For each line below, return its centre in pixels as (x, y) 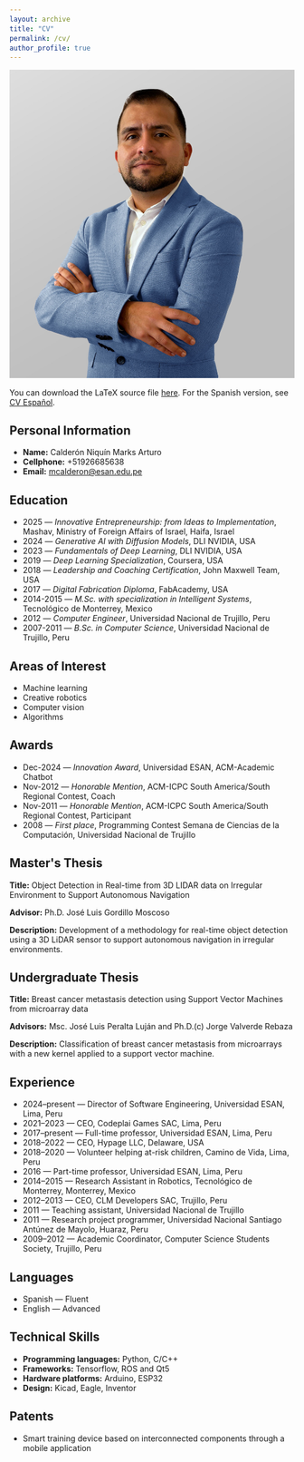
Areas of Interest (58, 666)
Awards (32, 745)
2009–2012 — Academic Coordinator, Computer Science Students (146, 1239)
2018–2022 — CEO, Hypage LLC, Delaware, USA (113, 1143)
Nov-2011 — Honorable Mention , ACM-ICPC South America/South (145, 805)
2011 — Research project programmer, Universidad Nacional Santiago (152, 1220)
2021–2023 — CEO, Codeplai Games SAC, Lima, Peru (122, 1124)
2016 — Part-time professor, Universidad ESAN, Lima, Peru (132, 1172)
